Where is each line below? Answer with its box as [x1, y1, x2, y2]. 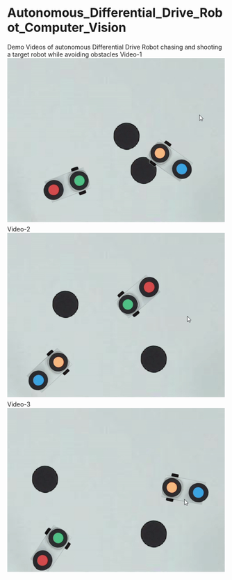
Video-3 [7, 399, 31, 409]
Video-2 [7, 225, 31, 234]
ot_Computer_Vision [7, 20, 126, 36]
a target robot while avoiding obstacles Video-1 [7, 50, 142, 59]
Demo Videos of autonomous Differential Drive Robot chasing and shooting [7, 43, 222, 51]
